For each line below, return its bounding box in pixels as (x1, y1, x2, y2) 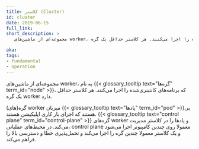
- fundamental (6, 58, 41, 64)
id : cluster (6, 14, 36, 20)
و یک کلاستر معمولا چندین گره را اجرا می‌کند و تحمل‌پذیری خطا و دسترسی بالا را (6, 129, 181, 137)
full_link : (6, 25, 33, 31)
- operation (6, 64, 36, 69)
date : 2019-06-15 (6, 20, 49, 26)
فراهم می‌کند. (6, 135, 37, 142)
